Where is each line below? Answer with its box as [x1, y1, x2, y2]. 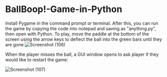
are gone [5, 41, 24, 47]
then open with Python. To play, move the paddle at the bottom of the [5, 31, 149, 37]
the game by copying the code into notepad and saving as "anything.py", [5, 25, 156, 31]
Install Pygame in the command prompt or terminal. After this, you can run [5, 20, 158, 26]
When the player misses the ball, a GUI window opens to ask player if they [5, 51, 159, 57]
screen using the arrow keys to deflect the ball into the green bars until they [5, 36, 162, 42]
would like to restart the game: [5, 56, 68, 62]
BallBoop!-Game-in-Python [5, 4, 122, 15]
